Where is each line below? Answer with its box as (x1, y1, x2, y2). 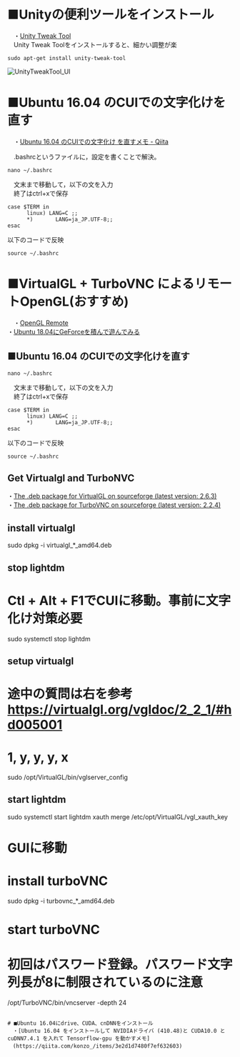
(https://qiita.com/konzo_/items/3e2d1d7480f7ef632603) (12, 1043, 183, 1050)
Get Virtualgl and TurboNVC (7, 472, 135, 484)
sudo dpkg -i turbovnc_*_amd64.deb (7, 897, 115, 906)
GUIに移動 (7, 840, 68, 856)
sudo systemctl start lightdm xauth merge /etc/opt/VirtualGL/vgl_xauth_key (7, 812, 229, 821)
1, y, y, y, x (7, 749, 69, 766)
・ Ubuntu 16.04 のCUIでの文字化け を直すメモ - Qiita (13, 137, 169, 146)
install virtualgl (7, 522, 76, 534)
